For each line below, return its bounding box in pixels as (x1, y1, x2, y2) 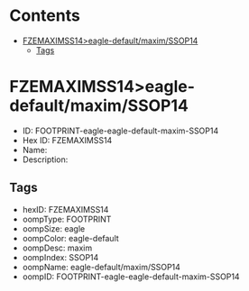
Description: (22, 154, 69, 165)
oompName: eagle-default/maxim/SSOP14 (22, 261, 180, 272)
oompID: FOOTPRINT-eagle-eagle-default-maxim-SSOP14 (22, 271, 241, 282)
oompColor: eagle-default (22, 232, 119, 243)
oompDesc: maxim (22, 242, 93, 253)
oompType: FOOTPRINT (22, 214, 112, 224)
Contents (9, 5, 81, 26)
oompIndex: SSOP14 (22, 251, 99, 262)
